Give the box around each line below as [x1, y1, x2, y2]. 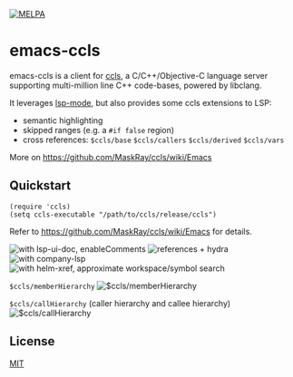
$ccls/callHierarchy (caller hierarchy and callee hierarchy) [9, 297, 231, 308]
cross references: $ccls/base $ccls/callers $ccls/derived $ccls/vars [22, 134, 285, 145]
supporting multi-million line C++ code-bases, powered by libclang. [9, 80, 262, 91]
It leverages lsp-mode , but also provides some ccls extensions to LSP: [9, 97, 272, 108]
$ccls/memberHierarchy [9, 282, 95, 291]
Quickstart [9, 178, 72, 194]
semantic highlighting [22, 114, 103, 126]
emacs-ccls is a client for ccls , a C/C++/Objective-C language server [9, 70, 269, 81]
